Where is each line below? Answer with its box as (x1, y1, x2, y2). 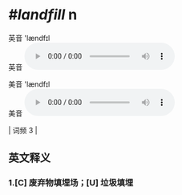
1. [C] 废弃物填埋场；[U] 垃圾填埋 (8, 177, 134, 189)
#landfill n (8, 6, 78, 24)
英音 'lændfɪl (8, 33, 51, 43)
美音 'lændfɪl (8, 79, 51, 89)
